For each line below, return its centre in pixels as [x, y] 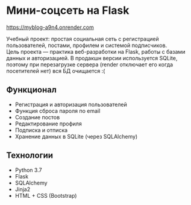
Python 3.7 [28, 170]
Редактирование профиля [49, 124]
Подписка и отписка [41, 130]
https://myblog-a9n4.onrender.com [50, 27]
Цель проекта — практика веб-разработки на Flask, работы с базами [96, 51]
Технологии [30, 155]
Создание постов [37, 117]
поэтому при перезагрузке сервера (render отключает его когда [90, 65]
